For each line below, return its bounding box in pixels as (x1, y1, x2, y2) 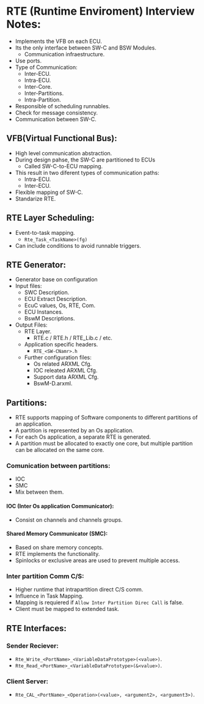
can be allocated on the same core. (15, 446, 104, 454)
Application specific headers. (24, 341, 98, 348)
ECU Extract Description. (24, 295, 87, 303)
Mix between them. (15, 488, 64, 496)
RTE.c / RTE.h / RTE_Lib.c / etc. (33, 335, 113, 342)
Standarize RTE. (15, 195, 56, 202)
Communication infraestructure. (24, 50, 105, 57)
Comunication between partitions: (6, 462, 111, 470)
